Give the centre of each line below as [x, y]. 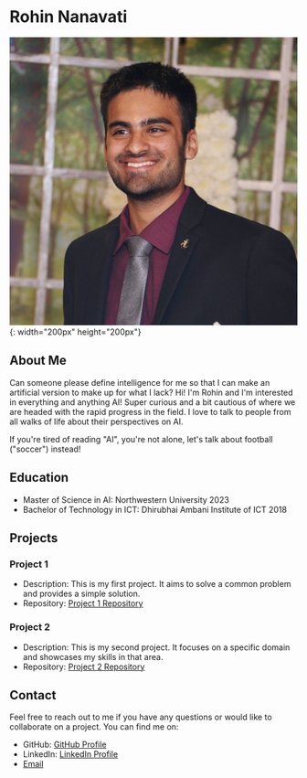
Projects [34, 538]
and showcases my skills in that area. [93, 656]
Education [39, 478]
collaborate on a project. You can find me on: [94, 727]
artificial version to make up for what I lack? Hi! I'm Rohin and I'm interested [152, 392]
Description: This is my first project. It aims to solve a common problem [157, 584]
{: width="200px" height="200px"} [75, 332]
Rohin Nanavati [69, 17]
